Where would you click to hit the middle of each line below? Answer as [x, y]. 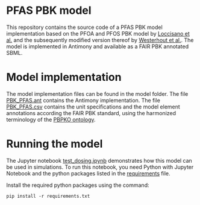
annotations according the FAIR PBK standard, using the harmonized [91, 113]
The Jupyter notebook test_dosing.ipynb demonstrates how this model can [99, 160]
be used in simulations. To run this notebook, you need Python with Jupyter [100, 167]
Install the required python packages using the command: [78, 185]
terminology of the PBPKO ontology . [51, 119]
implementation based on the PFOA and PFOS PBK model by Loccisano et [98, 33]
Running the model [55, 144]
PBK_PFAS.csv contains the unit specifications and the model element [93, 107]
